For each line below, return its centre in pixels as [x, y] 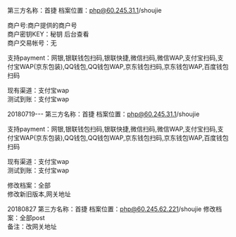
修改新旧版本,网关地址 [39, 194]
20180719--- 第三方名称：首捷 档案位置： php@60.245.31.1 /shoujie [104, 114]
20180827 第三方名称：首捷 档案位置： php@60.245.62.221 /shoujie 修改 [112, 209]
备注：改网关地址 [32, 226]
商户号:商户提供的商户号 [42, 25]
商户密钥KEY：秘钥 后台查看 [48, 34]
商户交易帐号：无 [32, 43]
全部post [32, 218]
